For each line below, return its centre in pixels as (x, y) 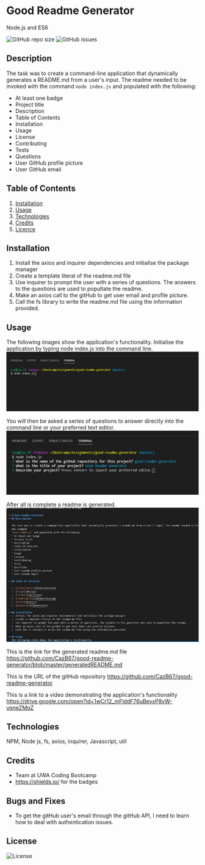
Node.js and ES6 (27, 27)
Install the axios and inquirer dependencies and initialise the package (102, 263)
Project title (30, 104)
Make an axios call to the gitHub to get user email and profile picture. (102, 295)
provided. (27, 308)
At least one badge (39, 98)
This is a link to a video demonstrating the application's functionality (92, 695)
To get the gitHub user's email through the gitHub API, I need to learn (102, 816)
